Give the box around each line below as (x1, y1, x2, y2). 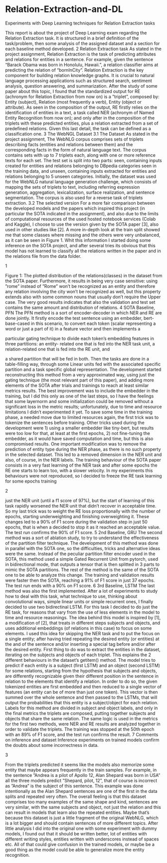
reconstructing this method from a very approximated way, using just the (5, 371, 155, 377)
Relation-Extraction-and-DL (5, 4, 123, 15)
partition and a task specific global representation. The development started (5, 366, 162, 372)
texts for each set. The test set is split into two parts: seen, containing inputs (5, 157, 162, 163)
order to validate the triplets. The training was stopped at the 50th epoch (5, 726, 155, 732)
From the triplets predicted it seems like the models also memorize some (5, 761, 155, 767)
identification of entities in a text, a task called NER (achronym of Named (5, 109, 155, 116)
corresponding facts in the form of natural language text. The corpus (5, 147, 147, 153)
